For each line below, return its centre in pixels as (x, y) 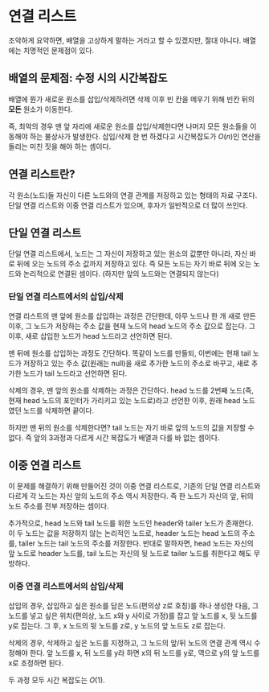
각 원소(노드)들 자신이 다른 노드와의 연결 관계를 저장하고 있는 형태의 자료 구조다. (133, 195)
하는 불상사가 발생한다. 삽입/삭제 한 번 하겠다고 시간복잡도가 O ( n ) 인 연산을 (145, 136)
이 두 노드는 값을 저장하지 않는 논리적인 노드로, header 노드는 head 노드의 (124, 533)
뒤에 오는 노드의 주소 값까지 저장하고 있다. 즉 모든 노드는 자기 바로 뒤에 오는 (134, 264)
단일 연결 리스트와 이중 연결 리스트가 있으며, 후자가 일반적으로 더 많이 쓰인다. (128, 205)
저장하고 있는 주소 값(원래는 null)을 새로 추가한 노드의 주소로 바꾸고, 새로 (137, 363)
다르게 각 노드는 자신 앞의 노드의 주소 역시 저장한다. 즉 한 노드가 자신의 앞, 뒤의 (131, 496)
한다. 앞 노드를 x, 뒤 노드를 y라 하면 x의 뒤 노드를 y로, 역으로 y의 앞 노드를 (145, 653)
